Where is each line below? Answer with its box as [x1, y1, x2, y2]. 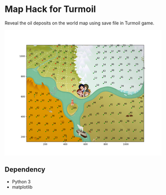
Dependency [4, 166, 45, 174]
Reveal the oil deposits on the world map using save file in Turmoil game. [4, 20, 155, 26]
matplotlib [11, 184, 33, 190]
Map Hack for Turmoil [4, 3, 96, 15]
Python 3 [11, 179, 31, 185]
